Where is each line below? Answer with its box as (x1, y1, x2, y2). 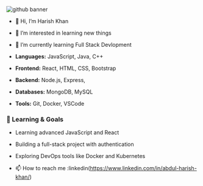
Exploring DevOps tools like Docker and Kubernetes (15, 153, 146, 160)
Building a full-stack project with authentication (15, 140, 134, 148)
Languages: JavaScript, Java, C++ (15, 53, 104, 60)
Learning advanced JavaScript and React (15, 129, 119, 136)
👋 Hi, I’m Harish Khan (15, 18, 69, 24)
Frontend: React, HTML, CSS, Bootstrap (15, 64, 116, 72)
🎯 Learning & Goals (6, 115, 64, 123)
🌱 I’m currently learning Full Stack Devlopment (15, 41, 132, 48)
